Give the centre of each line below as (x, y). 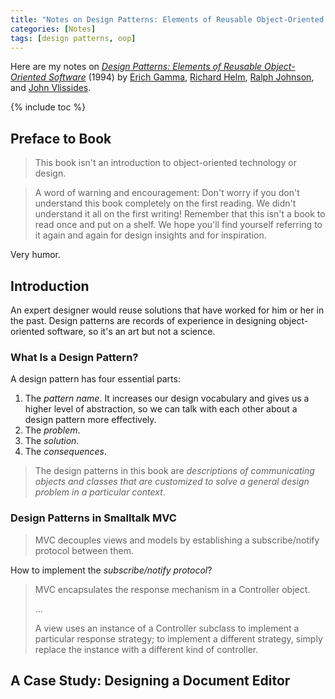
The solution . (52, 441)
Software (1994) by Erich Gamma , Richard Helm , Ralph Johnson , (181, 77)
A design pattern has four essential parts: (95, 379)
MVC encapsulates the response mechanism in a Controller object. (172, 589)
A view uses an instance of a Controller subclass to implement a (167, 628)
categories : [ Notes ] (53, 29)
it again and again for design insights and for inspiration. (150, 235)
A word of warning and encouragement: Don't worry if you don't (167, 193)
